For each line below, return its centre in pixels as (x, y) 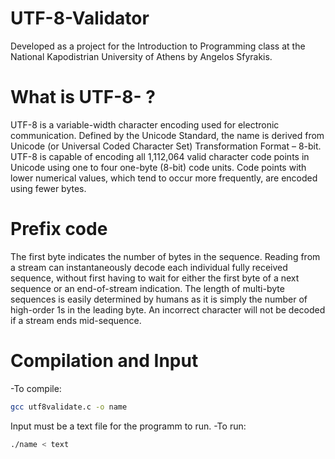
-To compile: (36, 388)
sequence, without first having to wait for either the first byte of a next (155, 278)
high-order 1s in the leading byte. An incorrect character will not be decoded (168, 309)
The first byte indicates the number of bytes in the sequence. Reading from (165, 256)
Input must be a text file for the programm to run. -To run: (128, 426)
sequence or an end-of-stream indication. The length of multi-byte (147, 288)
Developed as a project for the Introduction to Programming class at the (158, 46)
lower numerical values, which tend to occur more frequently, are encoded (164, 178)
